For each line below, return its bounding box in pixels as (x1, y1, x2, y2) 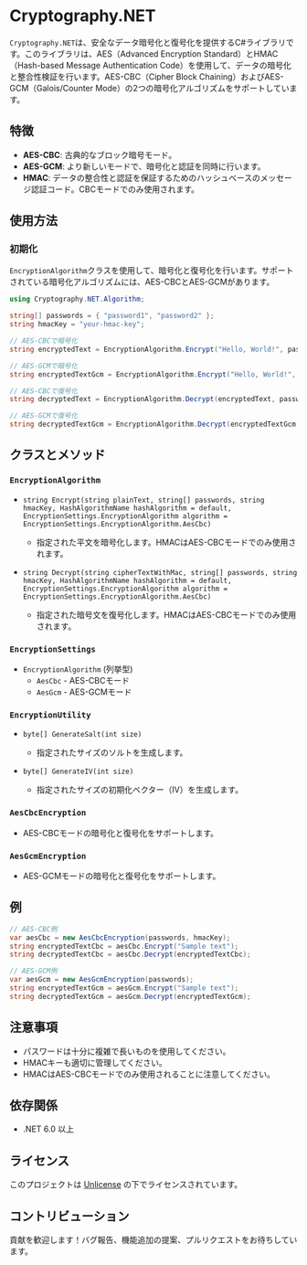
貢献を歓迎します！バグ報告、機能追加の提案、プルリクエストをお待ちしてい (9, 1235, 298, 1245)
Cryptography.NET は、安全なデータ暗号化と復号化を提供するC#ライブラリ (9, 37, 286, 48)
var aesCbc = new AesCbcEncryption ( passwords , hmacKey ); (9, 933, 231, 942)
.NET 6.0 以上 (22, 1123, 75, 1134)
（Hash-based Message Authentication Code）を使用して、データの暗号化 (9, 59, 292, 70)
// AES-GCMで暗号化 (9, 361, 79, 370)
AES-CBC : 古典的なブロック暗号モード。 (22, 149, 177, 160)
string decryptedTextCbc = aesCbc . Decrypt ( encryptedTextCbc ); (9, 950, 251, 960)
